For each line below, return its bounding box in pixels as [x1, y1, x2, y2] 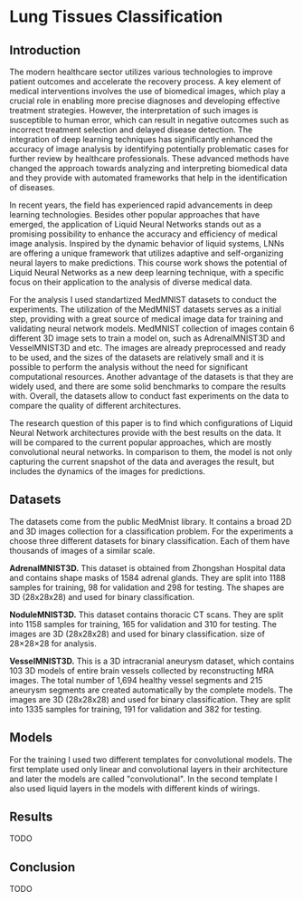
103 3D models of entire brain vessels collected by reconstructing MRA [9, 664, 274, 676]
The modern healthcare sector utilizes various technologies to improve [9, 66, 273, 77]
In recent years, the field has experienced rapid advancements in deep [9, 199, 273, 210]
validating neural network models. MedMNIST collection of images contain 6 [9, 324, 295, 334]
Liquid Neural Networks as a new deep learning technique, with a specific [9, 267, 285, 277]
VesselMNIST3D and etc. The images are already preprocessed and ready [9, 343, 287, 353]
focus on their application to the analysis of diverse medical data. [9, 276, 253, 287]
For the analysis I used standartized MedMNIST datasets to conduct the [9, 295, 278, 305]
